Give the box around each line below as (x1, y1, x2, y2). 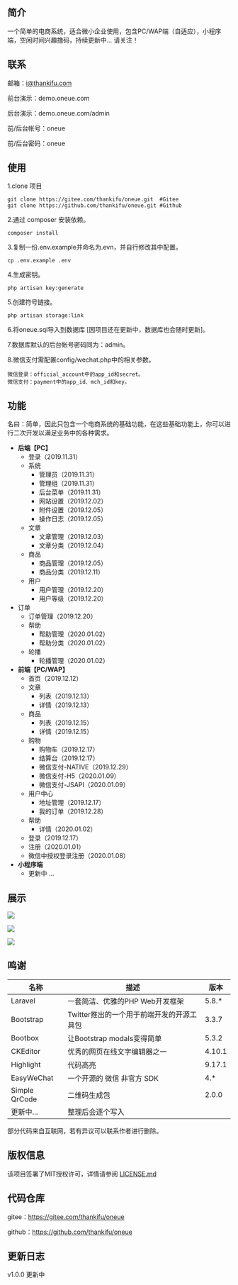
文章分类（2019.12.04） (38, 541, 108, 550)
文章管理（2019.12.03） (38, 533, 108, 541)
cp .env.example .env (7, 257, 72, 265)
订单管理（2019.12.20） (28, 612, 97, 621)
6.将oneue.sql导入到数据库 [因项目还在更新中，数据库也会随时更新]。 (7, 326, 210, 334)
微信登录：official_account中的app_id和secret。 (7, 371, 144, 378)
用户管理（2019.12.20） (38, 586, 108, 594)
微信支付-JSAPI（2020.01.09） (38, 781, 130, 789)
